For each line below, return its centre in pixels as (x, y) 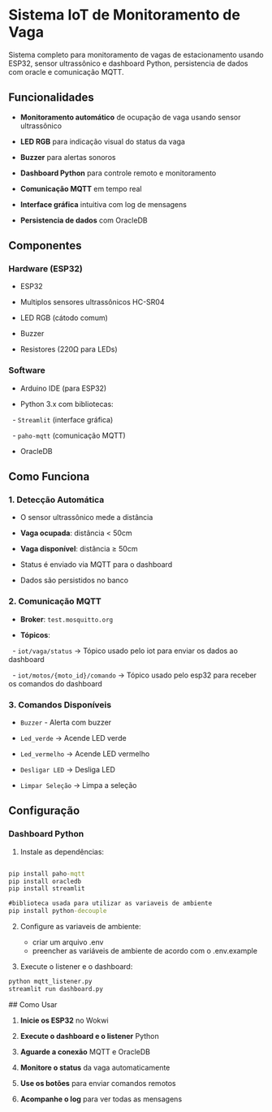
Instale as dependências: (62, 851)
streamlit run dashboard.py (56, 989)
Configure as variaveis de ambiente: (80, 927)
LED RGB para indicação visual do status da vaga (102, 141)
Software (27, 370)
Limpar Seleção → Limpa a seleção (78, 785)
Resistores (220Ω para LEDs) (69, 349)
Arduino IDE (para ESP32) (63, 388)
